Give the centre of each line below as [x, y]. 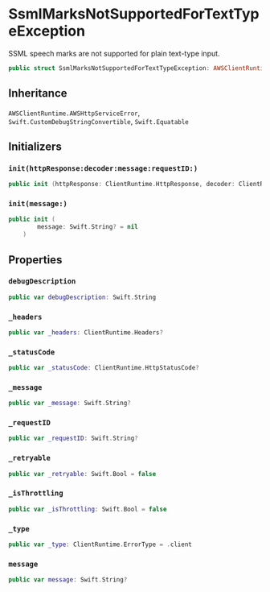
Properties [35, 260]
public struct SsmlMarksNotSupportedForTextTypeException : [109, 68]
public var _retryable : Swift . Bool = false [82, 474]
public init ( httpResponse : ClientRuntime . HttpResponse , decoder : [122, 184]
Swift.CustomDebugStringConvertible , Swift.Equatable [98, 121]
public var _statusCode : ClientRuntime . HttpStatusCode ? [104, 368]
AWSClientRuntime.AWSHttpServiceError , [74, 113]
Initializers [35, 147]
